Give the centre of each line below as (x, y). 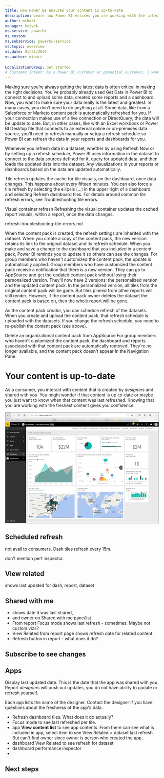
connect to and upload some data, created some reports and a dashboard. (80, 97)
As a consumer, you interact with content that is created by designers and (79, 390)
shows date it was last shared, (42, 613)
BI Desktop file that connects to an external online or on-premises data (76, 129)
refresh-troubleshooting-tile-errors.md (44, 224)
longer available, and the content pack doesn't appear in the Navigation (77, 351)
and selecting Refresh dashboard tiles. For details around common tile (76, 194)
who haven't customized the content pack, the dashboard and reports (75, 341)
